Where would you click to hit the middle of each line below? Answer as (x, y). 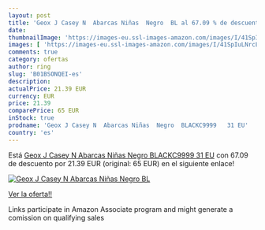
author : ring (30, 67)
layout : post (30, 15)
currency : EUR (32, 96)
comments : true (33, 52)
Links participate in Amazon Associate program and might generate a (121, 209)
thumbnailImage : (35, 37)
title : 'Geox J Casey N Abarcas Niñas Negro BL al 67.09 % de (118, 23)
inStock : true (32, 118)
